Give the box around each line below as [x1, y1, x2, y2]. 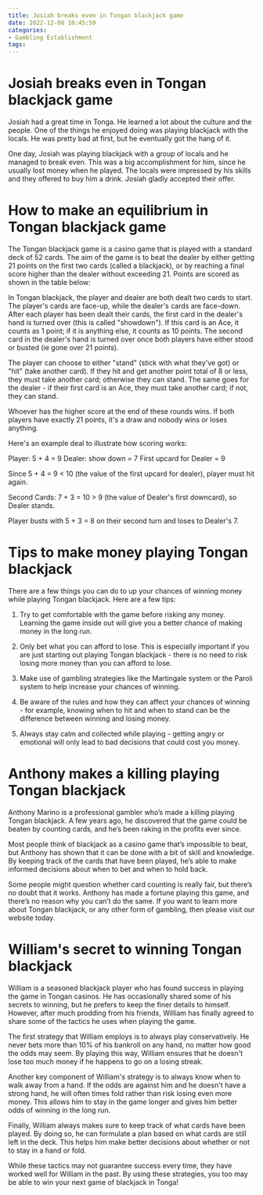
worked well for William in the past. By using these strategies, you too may [8, 1169, 248, 1179]
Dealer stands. [8, 501, 56, 510]
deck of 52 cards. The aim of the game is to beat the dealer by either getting [8, 253, 255, 261]
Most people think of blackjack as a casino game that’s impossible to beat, [8, 839, 248, 849]
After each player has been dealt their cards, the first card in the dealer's [8, 309, 243, 319]
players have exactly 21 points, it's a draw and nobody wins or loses [8, 415, 228, 424]
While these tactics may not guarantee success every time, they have [8, 1160, 232, 1170]
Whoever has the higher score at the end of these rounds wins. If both [8, 407, 235, 416]
